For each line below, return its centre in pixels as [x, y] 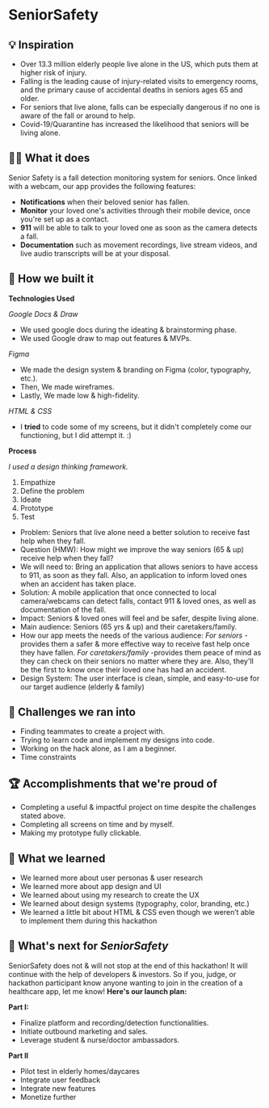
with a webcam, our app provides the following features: [102, 186]
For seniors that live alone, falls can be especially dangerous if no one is [140, 107]
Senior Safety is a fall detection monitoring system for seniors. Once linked [132, 177]
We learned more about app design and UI [90, 887]
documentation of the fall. [63, 609]
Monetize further [48, 1097]
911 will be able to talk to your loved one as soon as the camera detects [139, 227]
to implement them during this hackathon [88, 921]
